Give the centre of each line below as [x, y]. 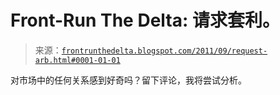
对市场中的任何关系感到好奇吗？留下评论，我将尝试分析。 [128, 80]
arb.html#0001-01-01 [77, 60]
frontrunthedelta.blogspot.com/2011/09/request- [164, 51]
